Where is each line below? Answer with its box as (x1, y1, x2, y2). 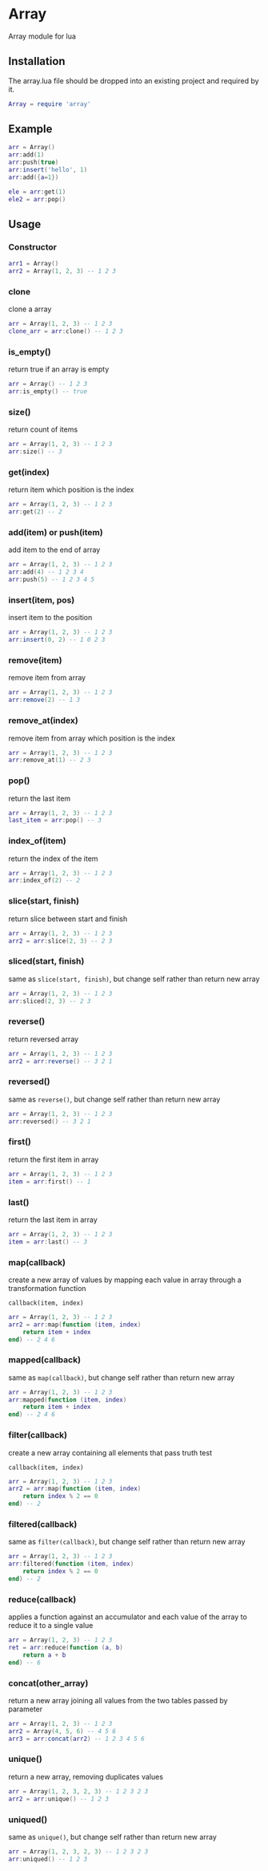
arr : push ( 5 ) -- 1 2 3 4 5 (8, 575, 94, 584)
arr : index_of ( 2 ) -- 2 (8, 876, 81, 885)
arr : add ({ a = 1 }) (8, 173, 59, 181)
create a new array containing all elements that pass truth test (8, 1447, 213, 1457)
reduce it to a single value (8, 1621, 94, 1630)
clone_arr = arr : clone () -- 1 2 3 (8, 327, 124, 335)
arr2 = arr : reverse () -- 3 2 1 (8, 1057, 113, 1065)
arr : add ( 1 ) (8, 151, 45, 159)
